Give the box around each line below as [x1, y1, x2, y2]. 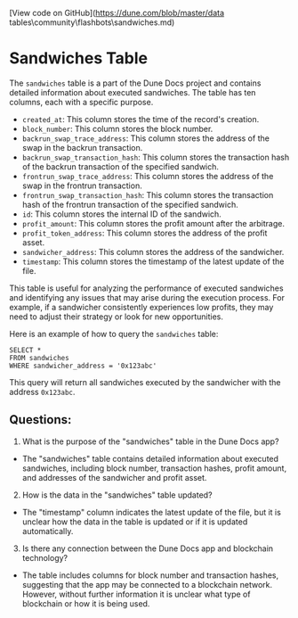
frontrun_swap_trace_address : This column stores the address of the [21, 170, 274, 181]
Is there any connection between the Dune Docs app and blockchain [21, 543, 274, 554]
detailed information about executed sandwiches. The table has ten [9, 87, 256, 97]
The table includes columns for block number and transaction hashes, [21, 570, 279, 581]
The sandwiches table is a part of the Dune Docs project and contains [9, 78, 262, 88]
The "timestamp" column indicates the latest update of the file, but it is [21, 507, 282, 517]
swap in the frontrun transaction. [21, 180, 142, 191]
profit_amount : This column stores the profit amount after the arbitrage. [21, 218, 285, 228]
